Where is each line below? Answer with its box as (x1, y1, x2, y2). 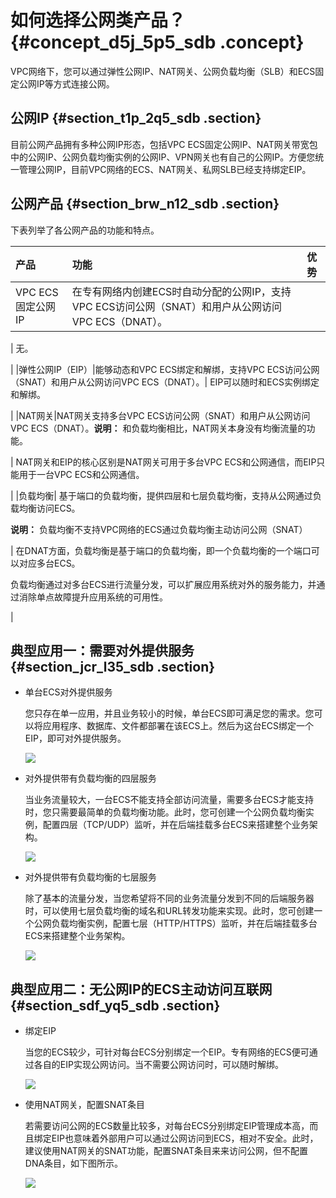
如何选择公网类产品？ (10, 9, 187, 32)
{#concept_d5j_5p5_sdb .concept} (10, 31, 305, 54)
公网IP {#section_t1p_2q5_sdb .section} (10, 110, 262, 127)
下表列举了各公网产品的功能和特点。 (10, 224, 160, 236)
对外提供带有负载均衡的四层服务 (24, 772, 157, 785)
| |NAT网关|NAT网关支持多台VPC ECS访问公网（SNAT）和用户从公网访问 (10, 409, 311, 421)
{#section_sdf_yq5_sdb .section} (10, 997, 221, 1014)
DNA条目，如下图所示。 (24, 1157, 124, 1170)
